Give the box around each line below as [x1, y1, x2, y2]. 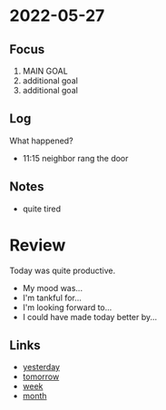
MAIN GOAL [22, 65, 68, 76]
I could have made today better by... [22, 311, 158, 322]
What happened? [9, 135, 74, 146]
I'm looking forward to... [22, 301, 112, 313]
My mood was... [22, 282, 83, 293]
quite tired [22, 203, 62, 214]
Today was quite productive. [9, 265, 116, 276]
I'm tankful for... [22, 292, 82, 303]
